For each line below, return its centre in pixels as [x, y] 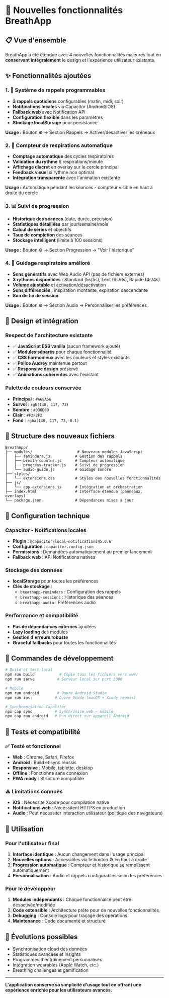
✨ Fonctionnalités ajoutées [48, 76]
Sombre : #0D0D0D [31, 409]
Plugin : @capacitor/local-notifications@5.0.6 [62, 541]
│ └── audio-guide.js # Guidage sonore [58, 470]
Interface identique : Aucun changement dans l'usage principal [78, 854]
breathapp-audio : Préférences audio [58, 603]
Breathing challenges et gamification [51, 970]
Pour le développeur [30, 888]
